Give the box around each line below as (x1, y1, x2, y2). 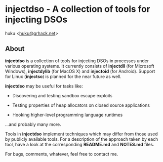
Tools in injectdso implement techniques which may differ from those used (5, 131, 158, 137)
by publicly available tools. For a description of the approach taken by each (5, 136, 158, 142)
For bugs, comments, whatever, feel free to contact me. (5, 151, 119, 157)
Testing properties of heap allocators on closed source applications (12, 102, 150, 108)
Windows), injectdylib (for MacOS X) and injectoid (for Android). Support (5, 68, 155, 74)
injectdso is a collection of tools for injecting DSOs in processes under (5, 58, 149, 64)
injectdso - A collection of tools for (5, 3, 151, 15)
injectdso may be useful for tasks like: (5, 83, 83, 89)
